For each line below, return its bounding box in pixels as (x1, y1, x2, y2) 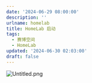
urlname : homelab (6, 20, 50, 26)
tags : (6, 31, 20, 37)
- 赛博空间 (11, 37, 35, 43)
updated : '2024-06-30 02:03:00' (6, 48, 87, 54)
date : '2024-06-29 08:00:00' (6, 8, 79, 15)
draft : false (6, 54, 39, 60)
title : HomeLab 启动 (6, 25, 56, 32)
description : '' (6, 14, 47, 20)
